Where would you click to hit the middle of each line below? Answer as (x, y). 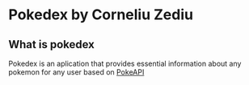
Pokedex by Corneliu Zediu (101, 15)
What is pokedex (51, 45)
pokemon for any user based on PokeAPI (76, 72)
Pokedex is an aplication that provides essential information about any (125, 63)
